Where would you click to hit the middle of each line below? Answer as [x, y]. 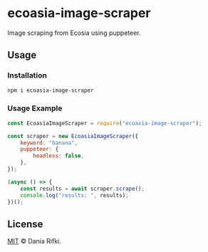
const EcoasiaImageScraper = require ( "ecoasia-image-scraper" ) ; [105, 123]
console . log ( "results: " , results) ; [75, 195]
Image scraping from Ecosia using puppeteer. [74, 33]
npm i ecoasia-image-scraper [51, 90]
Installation [27, 75]
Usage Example [35, 108]
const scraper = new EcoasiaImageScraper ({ [73, 136]
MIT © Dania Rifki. [35, 241]
